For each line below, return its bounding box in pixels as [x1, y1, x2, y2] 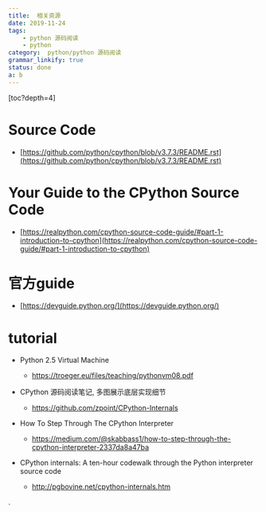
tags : [8, 26, 26, 34]
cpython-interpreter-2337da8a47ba [31, 443, 150, 452]
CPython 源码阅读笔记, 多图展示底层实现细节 [19, 388, 166, 397]
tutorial [8, 329, 57, 347]
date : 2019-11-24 [8, 19, 66, 27]
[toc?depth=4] [8, 93, 56, 102]
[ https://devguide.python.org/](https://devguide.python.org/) [19, 301, 220, 311]
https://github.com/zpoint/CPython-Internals [31, 404, 178, 413]
